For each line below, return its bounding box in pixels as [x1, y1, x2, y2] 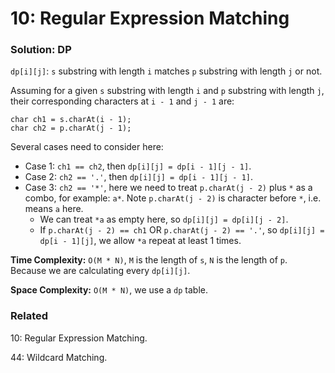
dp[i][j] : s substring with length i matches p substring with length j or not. [10, 65, 323, 77]
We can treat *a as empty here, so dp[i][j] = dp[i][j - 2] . [39, 213, 289, 226]
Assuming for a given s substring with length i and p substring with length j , [10, 85, 325, 97]
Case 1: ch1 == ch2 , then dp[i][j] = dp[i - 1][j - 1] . [24, 160, 252, 172]
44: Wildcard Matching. [10, 351, 108, 363]
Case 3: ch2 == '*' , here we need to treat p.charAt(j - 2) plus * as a [24, 182, 313, 194]
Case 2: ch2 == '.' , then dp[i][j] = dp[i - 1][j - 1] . [24, 171, 254, 183]
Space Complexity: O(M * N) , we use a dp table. [10, 284, 209, 296]
